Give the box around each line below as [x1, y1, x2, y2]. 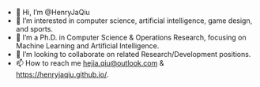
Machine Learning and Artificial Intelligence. [15, 41, 160, 51]
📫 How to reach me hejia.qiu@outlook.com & [15, 59, 164, 67]
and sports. [15, 25, 54, 33]
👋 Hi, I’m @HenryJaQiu [15, 8, 91, 17]
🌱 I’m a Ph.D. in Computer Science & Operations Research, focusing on [15, 32, 247, 42]
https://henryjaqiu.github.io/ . [15, 70, 109, 79]
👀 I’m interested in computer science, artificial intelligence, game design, [15, 16, 253, 25]
